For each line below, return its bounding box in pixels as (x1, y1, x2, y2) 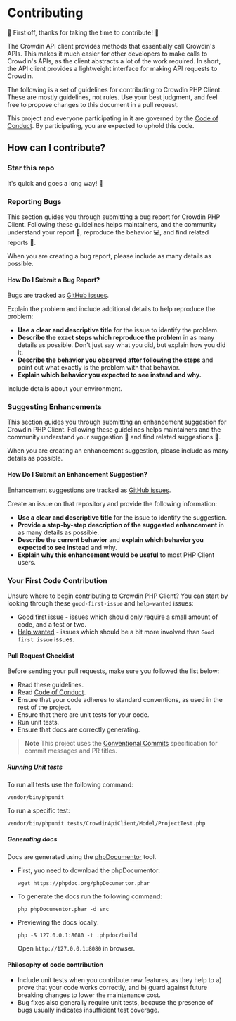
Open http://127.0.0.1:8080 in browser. (17, 944, 136, 953)
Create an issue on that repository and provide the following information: (7, 499, 218, 508)
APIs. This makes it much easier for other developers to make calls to (7, 49, 208, 58)
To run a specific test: (7, 806, 70, 815)
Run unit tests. (17, 718, 60, 727)
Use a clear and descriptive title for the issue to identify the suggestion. (17, 513, 228, 522)
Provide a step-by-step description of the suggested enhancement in (17, 520, 225, 529)
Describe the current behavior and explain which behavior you (17, 535, 204, 544)
